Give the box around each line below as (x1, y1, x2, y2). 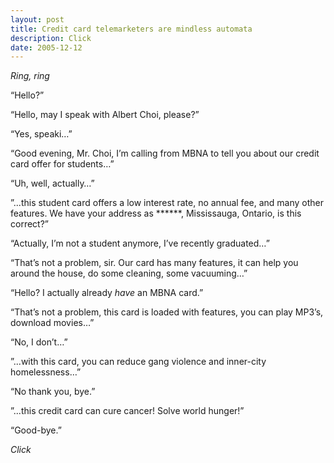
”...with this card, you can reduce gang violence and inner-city (10, 356, 267, 368)
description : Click (10, 33, 92, 43)
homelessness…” (10, 366, 82, 378)
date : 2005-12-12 (10, 42, 83, 53)
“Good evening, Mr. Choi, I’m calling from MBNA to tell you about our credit (10, 147, 320, 160)
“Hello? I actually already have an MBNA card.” (10, 287, 204, 299)
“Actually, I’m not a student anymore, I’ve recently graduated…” (10, 237, 270, 250)
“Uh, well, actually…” (10, 177, 95, 190)
